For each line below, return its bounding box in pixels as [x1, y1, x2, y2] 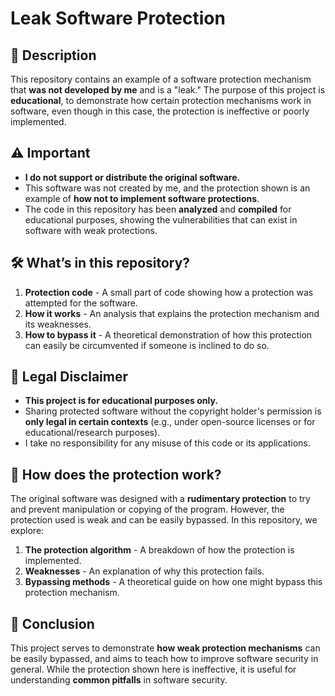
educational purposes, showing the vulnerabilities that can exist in [24, 213, 298, 226]
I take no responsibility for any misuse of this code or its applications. [24, 437, 311, 449]
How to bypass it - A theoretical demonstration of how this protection [24, 328, 313, 341]
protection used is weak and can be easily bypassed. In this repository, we [10, 514, 318, 526]
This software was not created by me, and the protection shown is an [24, 182, 311, 194]
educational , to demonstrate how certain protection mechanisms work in [10, 95, 312, 106]
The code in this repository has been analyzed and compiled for [24, 203, 292, 215]
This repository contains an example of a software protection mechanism [10, 73, 312, 85]
